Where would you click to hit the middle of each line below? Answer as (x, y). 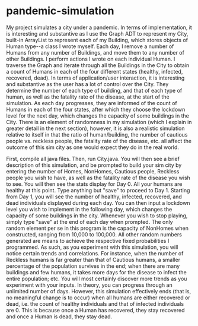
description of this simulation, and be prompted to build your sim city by (94, 165)
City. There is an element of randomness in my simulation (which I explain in (99, 122)
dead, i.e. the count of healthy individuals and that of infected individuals (95, 303)
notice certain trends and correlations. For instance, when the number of (95, 253)
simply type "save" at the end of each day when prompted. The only (90, 221)
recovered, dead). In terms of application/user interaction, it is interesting (95, 78)
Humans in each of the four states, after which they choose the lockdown (96, 109)
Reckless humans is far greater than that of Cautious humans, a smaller (93, 259)
